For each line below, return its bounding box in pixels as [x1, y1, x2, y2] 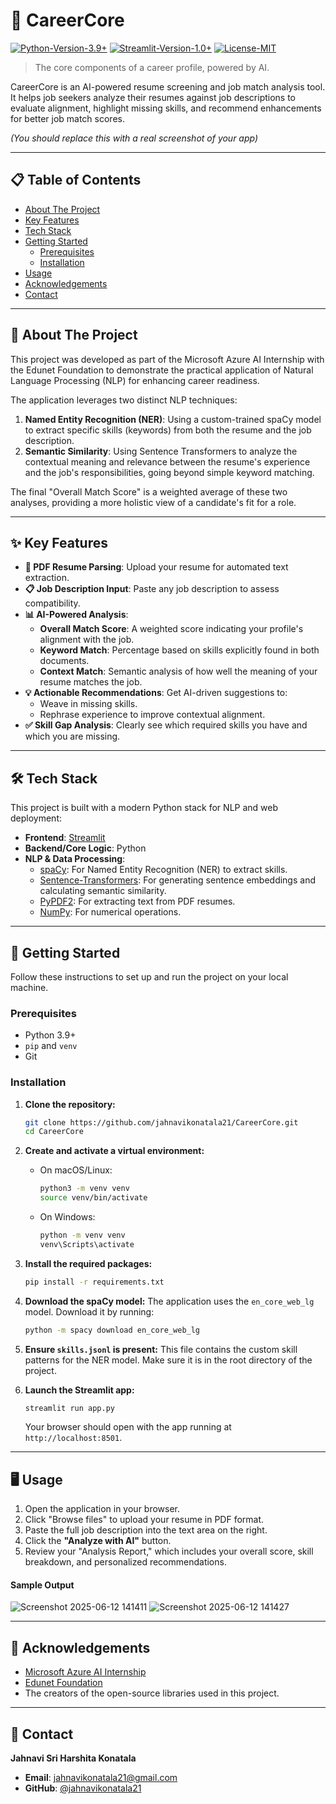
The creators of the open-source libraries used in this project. [24, 1687, 280, 1699]
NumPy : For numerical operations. [39, 906, 182, 918]
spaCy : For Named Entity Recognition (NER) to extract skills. [39, 864, 288, 876]
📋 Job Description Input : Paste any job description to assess [24, 583, 280, 595]
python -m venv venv [39, 1230, 126, 1241]
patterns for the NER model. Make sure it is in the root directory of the [24, 1354, 313, 1366]
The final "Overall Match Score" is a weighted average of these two [10, 485, 288, 498]
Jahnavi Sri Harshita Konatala [10, 1752, 137, 1764]
